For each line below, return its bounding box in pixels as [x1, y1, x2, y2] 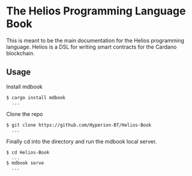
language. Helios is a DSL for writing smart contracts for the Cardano [6, 43, 177, 50]
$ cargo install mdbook [6, 94, 66, 100]
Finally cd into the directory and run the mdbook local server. [6, 138, 157, 145]
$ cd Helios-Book [6, 149, 50, 156]
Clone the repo [6, 110, 43, 118]
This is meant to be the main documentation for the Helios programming [6, 37, 185, 44]
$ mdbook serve [6, 160, 44, 166]
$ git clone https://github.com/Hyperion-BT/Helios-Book [6, 122, 152, 128]
